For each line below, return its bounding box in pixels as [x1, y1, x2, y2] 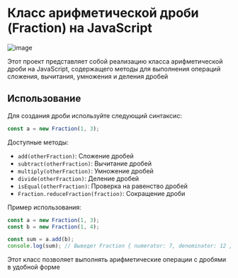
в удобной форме [7, 263, 60, 272]
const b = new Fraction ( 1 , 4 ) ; [7, 223, 100, 231]
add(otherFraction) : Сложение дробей [17, 151, 135, 160]
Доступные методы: [7, 138, 69, 146]
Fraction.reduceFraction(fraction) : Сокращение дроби [17, 189, 186, 197]
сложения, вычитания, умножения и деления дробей [7, 72, 169, 81]
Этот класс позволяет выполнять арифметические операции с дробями [7, 255, 227, 264]
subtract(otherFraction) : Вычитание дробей [17, 159, 152, 168]
